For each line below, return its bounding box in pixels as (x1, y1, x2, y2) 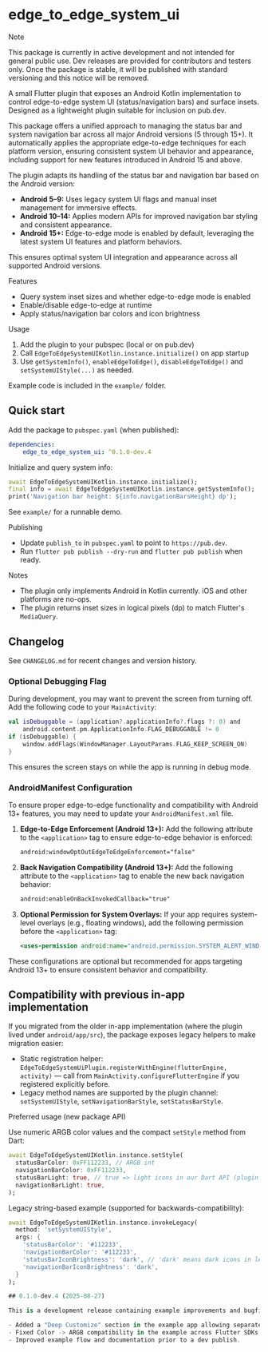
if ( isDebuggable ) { (8, 733, 77, 741)
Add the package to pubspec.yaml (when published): (8, 425, 179, 435)
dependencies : (8, 440, 56, 448)
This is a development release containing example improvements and (8, 1306, 241, 1315)
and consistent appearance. (19, 220, 112, 229)
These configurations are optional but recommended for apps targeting (8, 956, 242, 966)
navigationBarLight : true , (15, 1181, 105, 1189)
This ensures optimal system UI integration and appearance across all (8, 252, 238, 261)
